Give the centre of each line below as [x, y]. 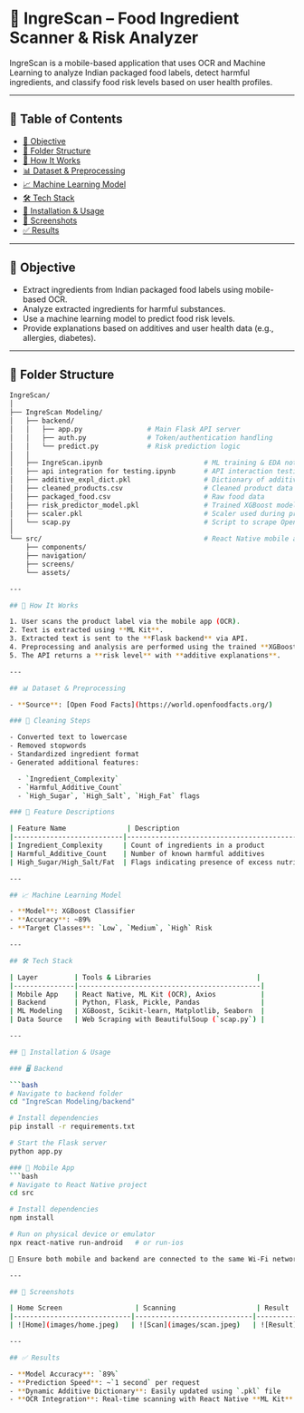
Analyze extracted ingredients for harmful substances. [124, 308]
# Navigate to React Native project [78, 1184]
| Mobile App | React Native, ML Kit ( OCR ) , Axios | [137, 994]
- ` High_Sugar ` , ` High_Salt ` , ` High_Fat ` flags [109, 796]
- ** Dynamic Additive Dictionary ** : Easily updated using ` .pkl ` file [145, 1391]
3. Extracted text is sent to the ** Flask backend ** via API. [129, 638]
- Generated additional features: [75, 762]
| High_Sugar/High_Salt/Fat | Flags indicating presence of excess [141, 862]
